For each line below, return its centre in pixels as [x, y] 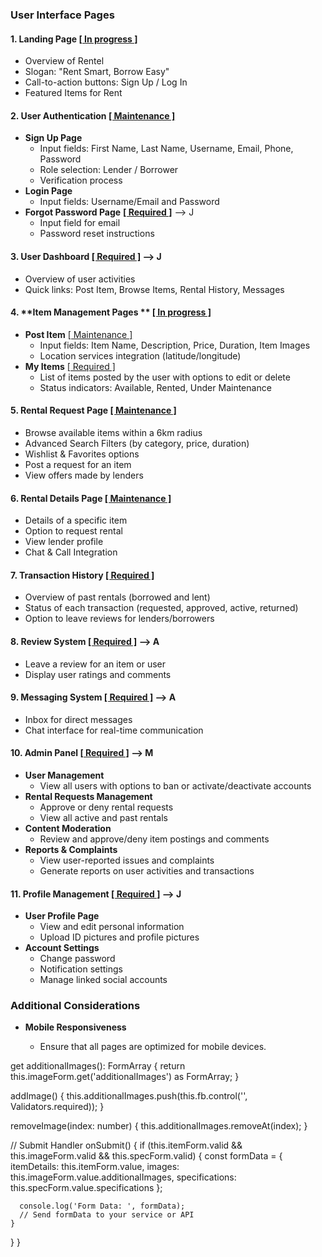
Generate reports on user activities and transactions [147, 870]
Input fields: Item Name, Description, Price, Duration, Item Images [175, 345]
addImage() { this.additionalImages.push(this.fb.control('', [129, 1096]
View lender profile [64, 542]
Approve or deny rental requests [106, 807]
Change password [77, 959]
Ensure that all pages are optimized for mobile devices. [153, 1047]
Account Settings [62, 948]
